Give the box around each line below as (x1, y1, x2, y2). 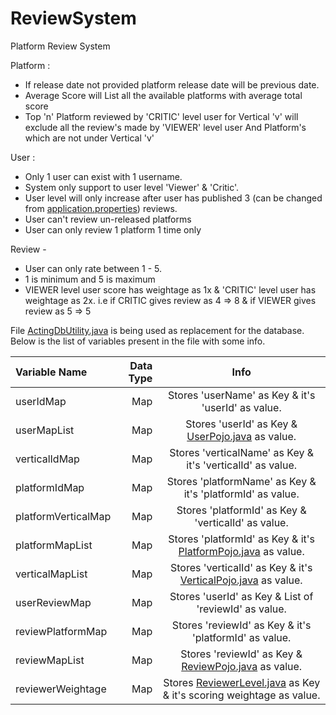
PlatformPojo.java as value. (178, 544, 305, 558)
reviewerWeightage (15, 682, 107, 696)
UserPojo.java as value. (186, 429, 297, 443)
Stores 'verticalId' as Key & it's (169, 560, 313, 574)
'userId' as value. (201, 400, 282, 414)
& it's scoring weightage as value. (162, 688, 321, 702)
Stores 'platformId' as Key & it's (168, 532, 316, 546)
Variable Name (15, 365, 88, 379)
